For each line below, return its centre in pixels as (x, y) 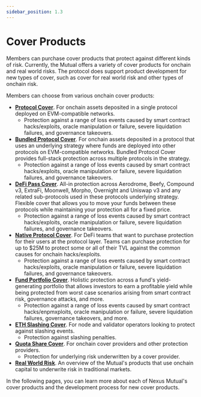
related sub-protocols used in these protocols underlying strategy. (97, 197)
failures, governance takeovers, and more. (76, 318)
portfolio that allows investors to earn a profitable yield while (118, 286)
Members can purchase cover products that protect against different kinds (98, 58)
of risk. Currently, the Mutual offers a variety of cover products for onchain (98, 64)
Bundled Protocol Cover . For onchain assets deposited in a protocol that (105, 139)
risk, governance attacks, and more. (59, 299)
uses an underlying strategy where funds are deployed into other (95, 146)
